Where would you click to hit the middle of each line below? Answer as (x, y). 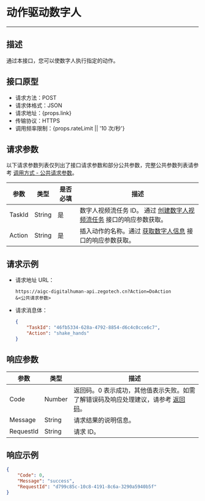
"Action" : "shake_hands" (58, 333)
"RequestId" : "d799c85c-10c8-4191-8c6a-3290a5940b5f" (87, 487)
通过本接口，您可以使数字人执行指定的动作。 (63, 60)
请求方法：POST (36, 97)
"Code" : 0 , (31, 475)
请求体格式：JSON (39, 105)
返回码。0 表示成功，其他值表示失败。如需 (135, 390)
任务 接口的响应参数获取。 (129, 220)
